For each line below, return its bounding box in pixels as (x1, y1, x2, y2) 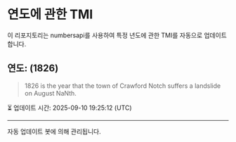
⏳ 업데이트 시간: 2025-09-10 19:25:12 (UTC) (7, 103, 132, 112)
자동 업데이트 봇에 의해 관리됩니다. (7, 127, 101, 136)
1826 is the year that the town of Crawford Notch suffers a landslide (24, 82, 221, 90)
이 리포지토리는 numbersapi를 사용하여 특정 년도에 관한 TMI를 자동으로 (7, 31, 203, 39)
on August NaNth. (24, 89, 77, 97)
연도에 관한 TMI (7, 6, 93, 22)
